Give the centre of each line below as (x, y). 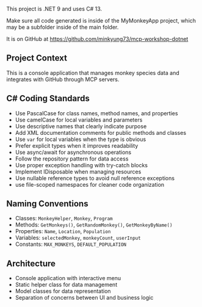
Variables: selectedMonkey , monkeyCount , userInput (78, 238)
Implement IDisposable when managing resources (78, 172)
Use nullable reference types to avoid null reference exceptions (95, 178)
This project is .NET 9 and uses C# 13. (54, 9)
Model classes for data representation (63, 291)
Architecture (31, 263)
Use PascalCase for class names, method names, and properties (96, 113)
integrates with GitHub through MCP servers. (63, 79)
